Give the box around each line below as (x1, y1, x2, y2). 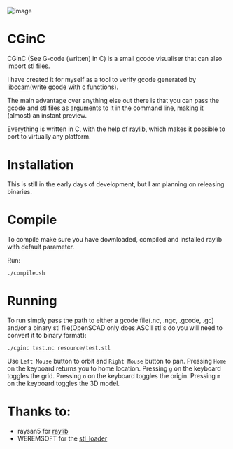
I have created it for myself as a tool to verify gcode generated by (7, 75, 197, 83)
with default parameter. (7, 242, 75, 251)
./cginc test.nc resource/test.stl (7, 344, 111, 352)
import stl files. (7, 62, 50, 70)
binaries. (7, 187, 33, 195)
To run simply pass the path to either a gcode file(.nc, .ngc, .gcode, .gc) (7, 316, 215, 324)
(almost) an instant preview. (7, 111, 87, 119)
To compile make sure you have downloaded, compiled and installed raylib (7, 235, 223, 243)
